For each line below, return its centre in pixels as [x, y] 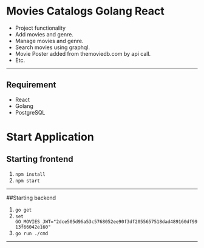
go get [23, 210]
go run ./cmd [32, 233]
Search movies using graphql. [52, 47]
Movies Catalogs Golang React [86, 11]
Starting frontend [40, 159]
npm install [30, 174]
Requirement [31, 85]
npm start [28, 181]
